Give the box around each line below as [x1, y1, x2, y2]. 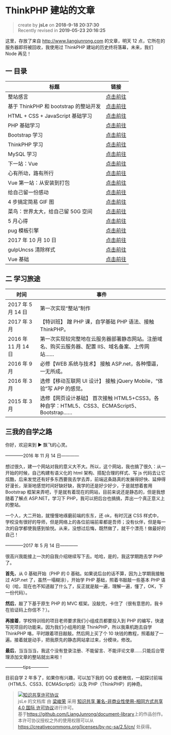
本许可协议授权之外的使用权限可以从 [17, 717, 94, 724]
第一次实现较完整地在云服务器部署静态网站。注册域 [40, 335, 163, 342]
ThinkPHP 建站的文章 [5, 5, 95, 16]
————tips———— [5, 664, 49, 670]
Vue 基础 [8, 255, 30, 262]
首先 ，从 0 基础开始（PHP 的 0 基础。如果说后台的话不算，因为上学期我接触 [5, 570, 164, 576]
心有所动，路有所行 [8, 169, 54, 176]
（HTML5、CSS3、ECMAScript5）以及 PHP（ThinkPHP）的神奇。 [5, 681, 145, 687]
